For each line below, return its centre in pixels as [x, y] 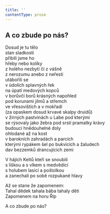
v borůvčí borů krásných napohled [41, 96]
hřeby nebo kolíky [24, 63]
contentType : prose [26, 15]
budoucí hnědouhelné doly [33, 128]
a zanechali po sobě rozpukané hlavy [44, 176]
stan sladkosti [20, 53]
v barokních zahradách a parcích [40, 139]
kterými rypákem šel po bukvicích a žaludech [52, 145]
